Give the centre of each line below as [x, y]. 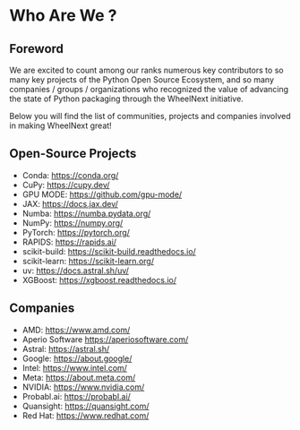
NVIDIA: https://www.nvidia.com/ [83, 387]
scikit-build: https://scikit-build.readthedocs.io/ [109, 251]
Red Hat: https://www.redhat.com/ [86, 415]
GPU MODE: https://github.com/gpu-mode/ [102, 194]
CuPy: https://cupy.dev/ [66, 185]
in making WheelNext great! [60, 125]
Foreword [37, 49]
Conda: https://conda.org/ [70, 175]
